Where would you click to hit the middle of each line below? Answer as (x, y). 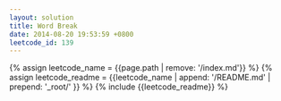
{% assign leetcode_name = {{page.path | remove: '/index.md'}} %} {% (141, 68)
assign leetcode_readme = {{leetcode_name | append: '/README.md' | (140, 78)
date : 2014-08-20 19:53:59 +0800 (72, 34)
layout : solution (42, 17)
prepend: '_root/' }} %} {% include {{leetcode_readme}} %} (119, 87)
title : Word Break (43, 26)
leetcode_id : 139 (42, 42)
